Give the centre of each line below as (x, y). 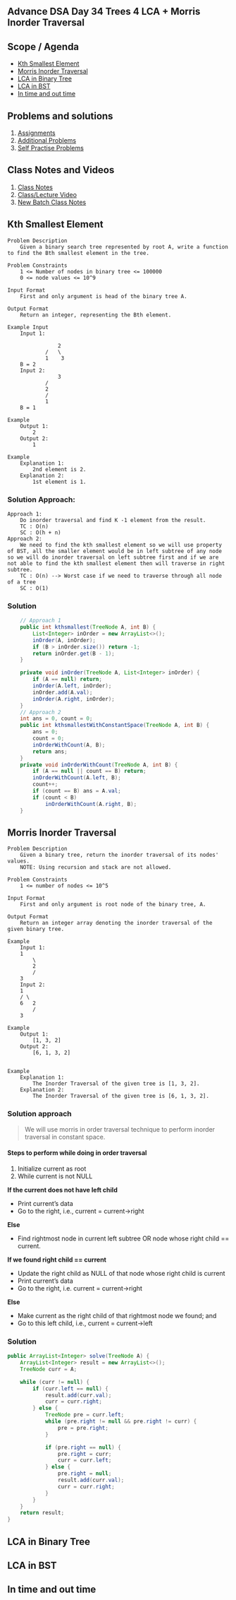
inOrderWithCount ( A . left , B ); (77, 778)
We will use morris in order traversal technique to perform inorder (120, 1129)
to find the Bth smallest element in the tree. (79, 253)
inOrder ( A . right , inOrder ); (74, 699)
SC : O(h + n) (41, 533)
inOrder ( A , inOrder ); (64, 640)
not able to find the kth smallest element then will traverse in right (116, 563)
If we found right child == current (57, 1260)
